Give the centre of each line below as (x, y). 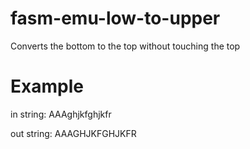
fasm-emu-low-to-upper (115, 18)
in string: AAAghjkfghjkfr (61, 114)
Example (47, 86)
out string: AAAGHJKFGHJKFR (73, 133)
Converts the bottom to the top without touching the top (125, 46)
